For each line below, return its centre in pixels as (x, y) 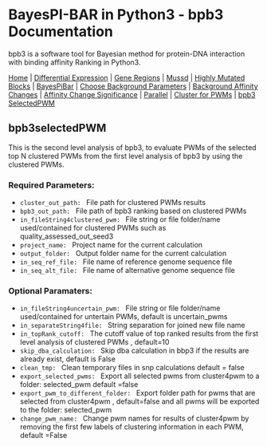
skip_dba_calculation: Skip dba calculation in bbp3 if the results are (134, 351)
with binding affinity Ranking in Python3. (75, 62)
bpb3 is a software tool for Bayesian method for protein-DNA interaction (127, 53)
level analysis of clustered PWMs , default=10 (94, 342)
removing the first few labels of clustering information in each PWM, (132, 427)
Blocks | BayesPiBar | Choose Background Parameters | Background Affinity (133, 86)
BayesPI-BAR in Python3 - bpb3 (116, 15)
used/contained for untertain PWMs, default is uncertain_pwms (124, 317)
